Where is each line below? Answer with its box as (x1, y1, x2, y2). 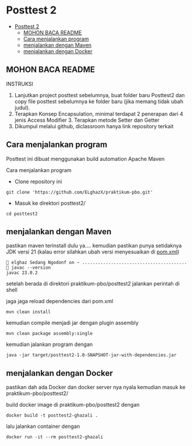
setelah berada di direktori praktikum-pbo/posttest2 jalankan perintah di (6, 280, 180, 287)
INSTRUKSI (6, 80, 33, 87)
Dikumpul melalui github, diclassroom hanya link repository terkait (14, 122, 174, 129)
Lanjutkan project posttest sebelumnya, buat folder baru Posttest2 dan (14, 91, 186, 98)
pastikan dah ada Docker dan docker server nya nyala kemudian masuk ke (6, 384, 186, 391)
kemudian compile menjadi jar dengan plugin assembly (6, 320, 139, 327)
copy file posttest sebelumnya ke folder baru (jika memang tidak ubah (14, 98, 183, 105)
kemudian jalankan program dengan (6, 341, 93, 348)
